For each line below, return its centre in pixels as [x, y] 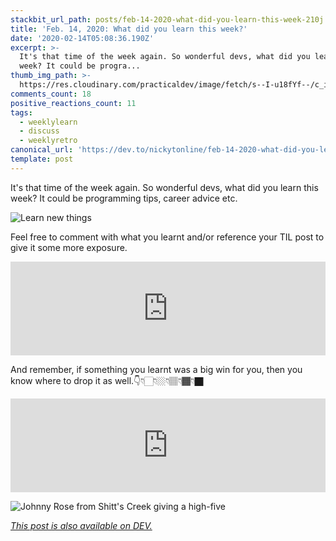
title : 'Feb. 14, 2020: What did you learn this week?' [129, 29]
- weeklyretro [48, 141]
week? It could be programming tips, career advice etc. [124, 198]
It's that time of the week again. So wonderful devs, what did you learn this [164, 187]
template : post [42, 159]
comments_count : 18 [51, 94]
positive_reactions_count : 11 [73, 103]
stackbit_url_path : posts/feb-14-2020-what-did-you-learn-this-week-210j [167, 19]
